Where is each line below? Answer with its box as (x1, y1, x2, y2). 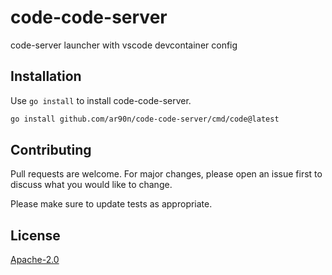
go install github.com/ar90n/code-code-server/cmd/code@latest (10, 114, 280, 124)
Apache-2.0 (10, 254, 60, 266)
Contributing (10, 142, 92, 159)
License (10, 227, 61, 244)
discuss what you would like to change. (10, 179, 173, 191)
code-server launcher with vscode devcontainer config (10, 39, 238, 51)
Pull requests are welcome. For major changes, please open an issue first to (10, 168, 323, 180)
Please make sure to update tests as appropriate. (10, 198, 213, 210)
